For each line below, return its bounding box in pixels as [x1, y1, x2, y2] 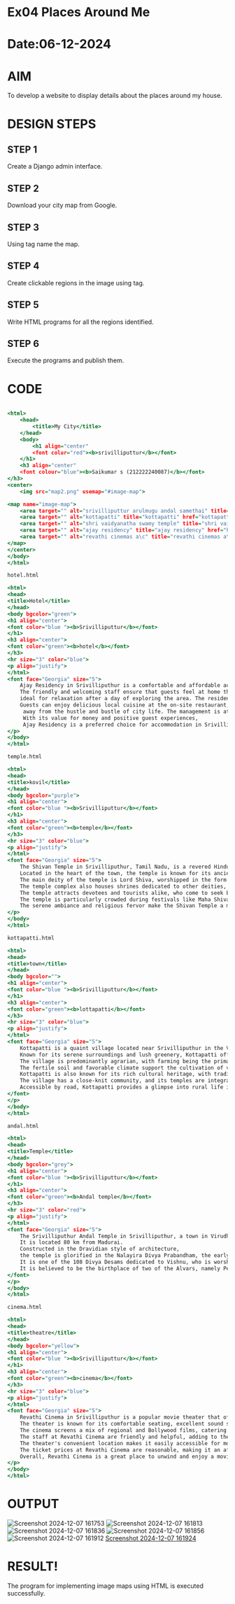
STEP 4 [7, 260, 40, 272]
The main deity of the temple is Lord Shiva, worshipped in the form [20, 876, 227, 883]
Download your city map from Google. [7, 201, 117, 210]
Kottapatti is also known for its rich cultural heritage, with [20, 1071, 211, 1078]
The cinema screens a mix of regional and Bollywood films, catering [20, 1427, 227, 1434]
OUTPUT [7, 1496, 59, 1512]
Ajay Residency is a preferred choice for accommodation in [22, 721, 201, 728]
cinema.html [7, 1304, 42, 1311]
